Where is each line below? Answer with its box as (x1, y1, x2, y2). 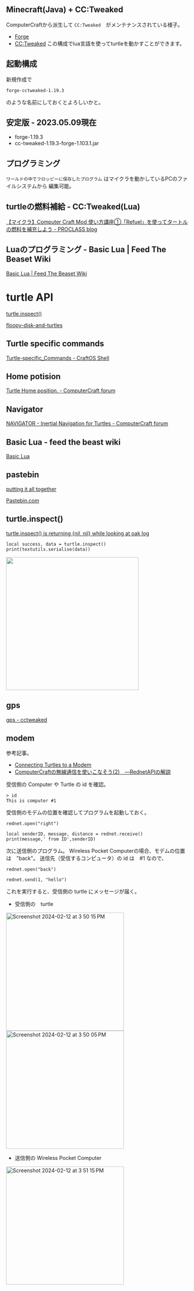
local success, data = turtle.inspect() (6, 541, 107, 547)
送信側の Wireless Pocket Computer (14, 1155, 102, 1162)
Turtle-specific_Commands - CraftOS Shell (6, 354, 110, 361)
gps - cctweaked (6, 716, 48, 723)
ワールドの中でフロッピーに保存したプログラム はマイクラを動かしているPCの (6, 175, 178, 182)
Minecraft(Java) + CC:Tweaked (6, 5, 123, 15)
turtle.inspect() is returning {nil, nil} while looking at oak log (6, 530, 150, 537)
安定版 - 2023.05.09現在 (6, 118, 97, 128)
